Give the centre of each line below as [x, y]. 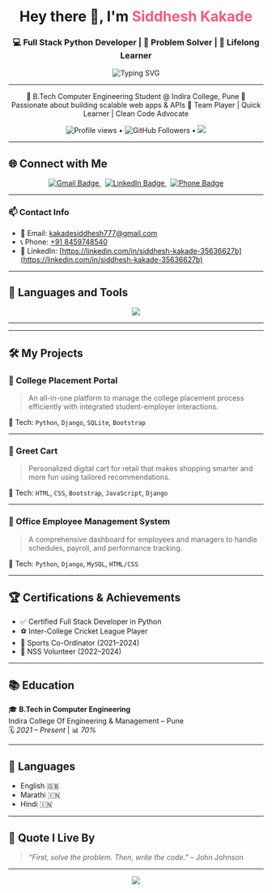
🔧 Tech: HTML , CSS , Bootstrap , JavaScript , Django [88, 493]
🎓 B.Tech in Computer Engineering [70, 710]
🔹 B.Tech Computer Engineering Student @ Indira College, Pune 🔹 [136, 97]
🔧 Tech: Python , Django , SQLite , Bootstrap [77, 423]
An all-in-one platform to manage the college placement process [136, 398]
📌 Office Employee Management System [89, 522]
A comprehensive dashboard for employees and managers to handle [142, 539]
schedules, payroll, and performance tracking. [105, 547]
